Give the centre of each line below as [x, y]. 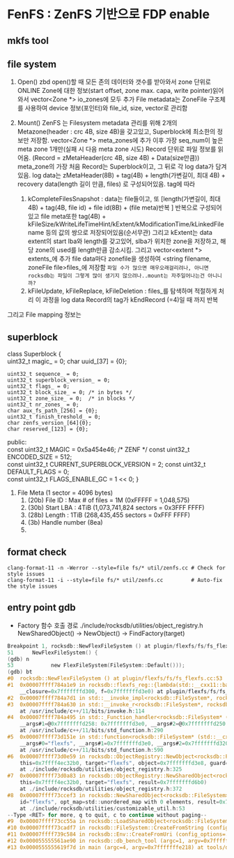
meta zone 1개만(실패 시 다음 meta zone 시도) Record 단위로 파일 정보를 [117, 149]
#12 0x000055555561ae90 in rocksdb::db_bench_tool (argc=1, [96, 841]
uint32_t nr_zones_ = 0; [43, 405]
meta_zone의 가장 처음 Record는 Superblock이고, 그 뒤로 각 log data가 [116, 167]
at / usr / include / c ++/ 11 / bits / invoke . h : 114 [82, 711]
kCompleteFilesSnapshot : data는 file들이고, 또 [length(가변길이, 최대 [124, 199]
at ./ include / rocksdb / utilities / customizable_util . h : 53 [103, 808]
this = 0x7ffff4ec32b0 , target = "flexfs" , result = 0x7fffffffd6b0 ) [114, 783]
